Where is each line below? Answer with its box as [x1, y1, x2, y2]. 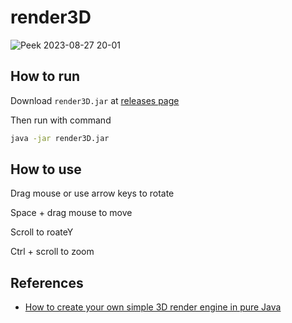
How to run [10, 68, 81, 85]
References [10, 274, 84, 291]
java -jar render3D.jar [10, 133, 110, 143]
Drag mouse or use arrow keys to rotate [10, 187, 175, 200]
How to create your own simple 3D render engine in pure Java [24, 301, 282, 313]
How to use [10, 161, 82, 178]
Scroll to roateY [10, 226, 74, 238]
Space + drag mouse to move [10, 207, 133, 219]
